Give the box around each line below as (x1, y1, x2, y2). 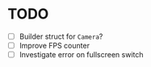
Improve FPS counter (19, 41, 90, 50)
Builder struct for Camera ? (19, 31, 103, 41)
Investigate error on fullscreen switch (19, 50, 144, 60)
